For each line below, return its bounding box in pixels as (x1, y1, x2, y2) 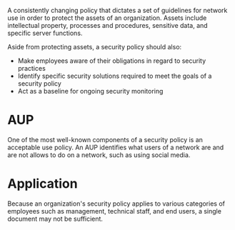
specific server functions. (7, 29, 83, 37)
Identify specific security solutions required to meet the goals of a (17, 71, 212, 80)
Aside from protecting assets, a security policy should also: (7, 43, 182, 51)
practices (17, 64, 46, 72)
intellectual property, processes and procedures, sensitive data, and (7, 21, 209, 29)
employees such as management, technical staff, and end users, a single (7, 206, 221, 215)
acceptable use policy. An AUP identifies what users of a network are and (7, 143, 224, 151)
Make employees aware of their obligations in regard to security (17, 56, 206, 65)
